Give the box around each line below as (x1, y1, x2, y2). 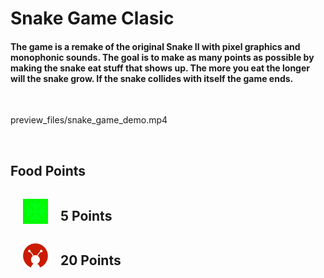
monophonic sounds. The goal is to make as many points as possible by (10, 51, 315, 63)
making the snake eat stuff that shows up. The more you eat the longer (10, 62, 310, 74)
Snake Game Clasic (10, 7, 175, 30)
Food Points (10, 162, 87, 179)
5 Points (60, 207, 113, 224)
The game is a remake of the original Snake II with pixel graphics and (10, 40, 301, 52)
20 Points (60, 252, 122, 269)
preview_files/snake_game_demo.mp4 (10, 114, 168, 126)
